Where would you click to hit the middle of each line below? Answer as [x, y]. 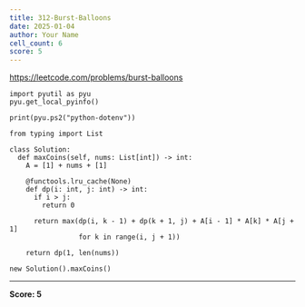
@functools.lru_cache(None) [79, 182]
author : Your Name [44, 35]
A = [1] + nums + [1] [66, 166]
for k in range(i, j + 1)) [129, 237]
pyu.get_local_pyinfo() [54, 102]
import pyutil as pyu [50, 94]
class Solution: [40, 150]
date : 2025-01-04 [42, 26]
